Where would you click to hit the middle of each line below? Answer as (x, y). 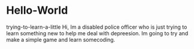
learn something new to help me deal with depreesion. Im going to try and (97, 33)
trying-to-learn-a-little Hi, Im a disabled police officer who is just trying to (97, 27)
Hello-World (37, 10)
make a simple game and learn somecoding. (61, 39)
